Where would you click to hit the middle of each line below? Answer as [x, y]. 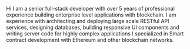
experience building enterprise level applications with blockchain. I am [91, 15]
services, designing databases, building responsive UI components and [93, 27]
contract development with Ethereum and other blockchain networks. [90, 40]
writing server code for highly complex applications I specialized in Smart [95, 34]
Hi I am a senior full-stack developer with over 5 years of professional [91, 9]
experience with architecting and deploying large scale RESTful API [88, 21]
